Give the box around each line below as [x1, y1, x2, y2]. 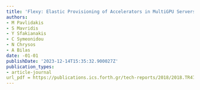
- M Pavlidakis [6, 20, 44, 25]
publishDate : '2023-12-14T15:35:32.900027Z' [6, 58, 118, 64]
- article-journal [6, 69, 52, 75]
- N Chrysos [6, 42, 36, 48]
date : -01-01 [6, 53, 39, 59]
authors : [6, 14, 28, 20]
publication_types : [6, 63, 55, 70]
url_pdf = [6, 75, 31, 81]
